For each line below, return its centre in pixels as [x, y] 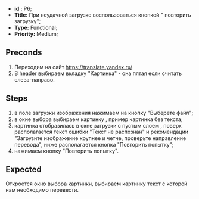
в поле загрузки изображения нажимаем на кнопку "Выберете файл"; [104, 113]
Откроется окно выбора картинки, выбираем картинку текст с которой [97, 184]
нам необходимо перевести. [42, 190]
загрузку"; [27, 21]
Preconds [24, 53]
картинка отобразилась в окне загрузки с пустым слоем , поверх [98, 125]
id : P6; [23, 9]
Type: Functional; [36, 27]
